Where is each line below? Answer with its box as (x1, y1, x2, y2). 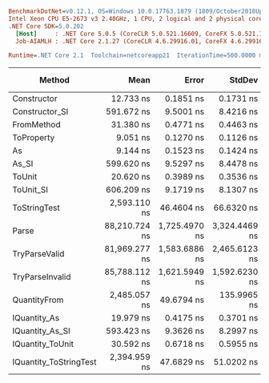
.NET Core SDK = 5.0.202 (8, 22, 84, 30)
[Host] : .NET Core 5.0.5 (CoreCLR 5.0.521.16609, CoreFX (15, 30, 227, 38)
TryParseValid (12, 248, 65, 260)
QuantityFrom (12, 294, 64, 305)
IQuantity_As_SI (12, 325, 70, 337)
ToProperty (12, 132, 55, 143)
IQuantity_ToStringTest (12, 357, 97, 368)
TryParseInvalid (12, 272, 71, 283)
